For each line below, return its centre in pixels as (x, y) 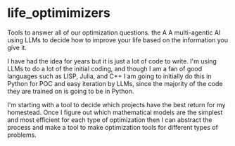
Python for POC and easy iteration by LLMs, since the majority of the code (115, 83)
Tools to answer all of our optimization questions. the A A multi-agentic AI (114, 32)
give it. (17, 47)
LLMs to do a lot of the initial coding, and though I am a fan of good (105, 68)
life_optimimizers (59, 13)
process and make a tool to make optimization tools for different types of (113, 127)
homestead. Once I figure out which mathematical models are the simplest (115, 112)
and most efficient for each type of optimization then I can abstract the (110, 120)
